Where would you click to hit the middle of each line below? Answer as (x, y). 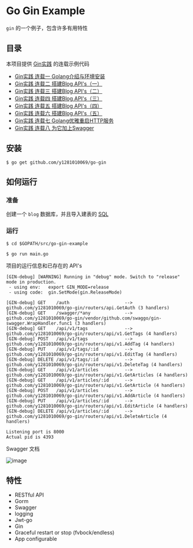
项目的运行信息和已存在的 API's (44, 265)
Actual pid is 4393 (30, 437)
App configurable (36, 539)
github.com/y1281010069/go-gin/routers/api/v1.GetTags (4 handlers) (92, 334)
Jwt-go (23, 520)
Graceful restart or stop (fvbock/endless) (64, 533)
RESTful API (29, 495)
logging (24, 514)
